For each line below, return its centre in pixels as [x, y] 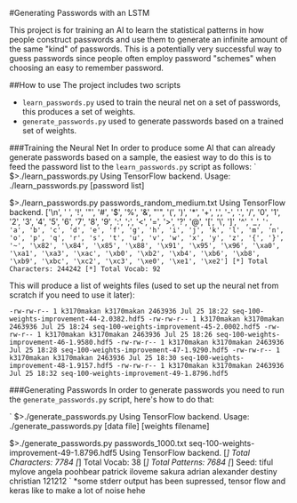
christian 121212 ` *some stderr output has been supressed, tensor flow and [148, 481]
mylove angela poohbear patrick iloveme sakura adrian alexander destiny [143, 471]
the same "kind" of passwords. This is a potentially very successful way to [145, 49]
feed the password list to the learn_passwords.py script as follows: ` [133, 167]
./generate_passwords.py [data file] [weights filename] [109, 426]
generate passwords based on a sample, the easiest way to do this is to [140, 157]
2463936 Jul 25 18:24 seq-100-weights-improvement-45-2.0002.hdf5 [135, 327]
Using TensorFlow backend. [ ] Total [185, 453]
